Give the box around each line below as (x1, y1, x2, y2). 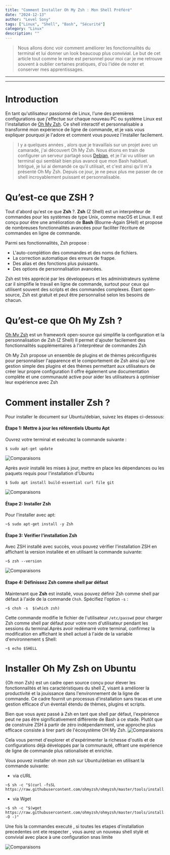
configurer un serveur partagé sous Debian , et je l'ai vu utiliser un (17, 152, 155, 159)
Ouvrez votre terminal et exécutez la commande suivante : (5, 436, 127, 442)
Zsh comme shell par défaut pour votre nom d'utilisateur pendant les (5, 620, 148, 626)
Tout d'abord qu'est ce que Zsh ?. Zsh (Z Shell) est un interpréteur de (5, 208, 151, 214)
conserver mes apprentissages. (17, 66, 84, 72)
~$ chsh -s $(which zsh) (5, 606, 60, 611)
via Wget (12, 796, 31, 802)
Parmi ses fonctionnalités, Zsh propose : (5, 240, 90, 246)
